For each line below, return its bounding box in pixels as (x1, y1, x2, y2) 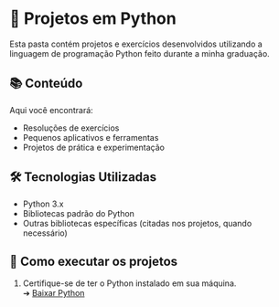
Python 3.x (22, 198, 64, 209)
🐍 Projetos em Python (9, 8, 177, 29)
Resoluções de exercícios (22, 122, 120, 133)
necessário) (22, 228, 69, 238)
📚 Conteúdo (9, 76, 83, 91)
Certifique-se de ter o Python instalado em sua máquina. (22, 278, 237, 289)
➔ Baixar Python (22, 288, 85, 299)
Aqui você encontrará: (9, 104, 93, 115)
